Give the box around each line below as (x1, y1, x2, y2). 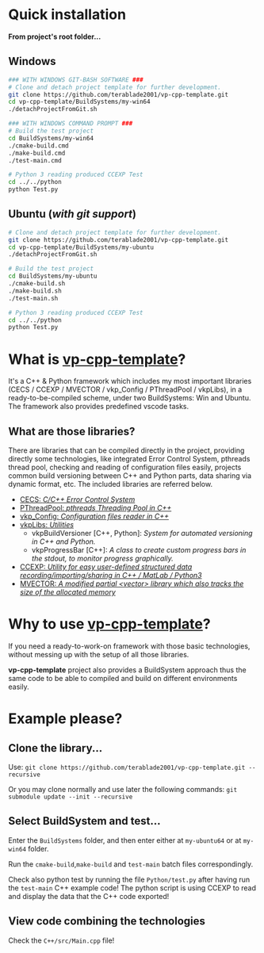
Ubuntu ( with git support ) (8, 208, 137, 221)
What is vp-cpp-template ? (8, 350, 186, 368)
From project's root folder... (8, 32, 101, 41)
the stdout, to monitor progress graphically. (31, 553, 174, 564)
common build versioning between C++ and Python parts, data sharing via (8, 471, 252, 480)
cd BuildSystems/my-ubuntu (8, 272, 98, 281)
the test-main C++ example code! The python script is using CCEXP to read (8, 882, 256, 893)
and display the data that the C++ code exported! (8, 891, 170, 901)
